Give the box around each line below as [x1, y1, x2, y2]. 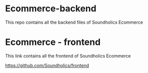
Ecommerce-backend [5, 3, 97, 14]
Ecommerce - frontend [5, 36, 101, 48]
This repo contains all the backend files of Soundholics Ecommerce [5, 19, 143, 25]
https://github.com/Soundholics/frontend [5, 62, 89, 68]
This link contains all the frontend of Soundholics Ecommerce [5, 53, 131, 59]
